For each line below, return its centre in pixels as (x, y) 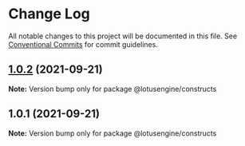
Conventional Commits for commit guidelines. (83, 44)
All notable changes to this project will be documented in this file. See (123, 36)
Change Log (49, 14)
